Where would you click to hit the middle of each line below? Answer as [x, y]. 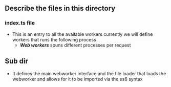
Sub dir [17, 61]
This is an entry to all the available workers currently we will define [82, 34]
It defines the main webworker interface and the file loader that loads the [89, 73]
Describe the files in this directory [60, 8]
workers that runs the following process [54, 39]
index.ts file [20, 23]
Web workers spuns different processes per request [75, 45]
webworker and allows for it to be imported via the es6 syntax [77, 79]
